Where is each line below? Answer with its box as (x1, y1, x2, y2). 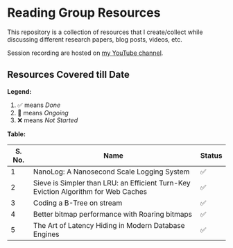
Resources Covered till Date (7, 69, 130, 81)
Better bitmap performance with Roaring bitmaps (33, 209, 193, 219)
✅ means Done (17, 101, 61, 109)
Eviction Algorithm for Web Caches (33, 186, 148, 196)
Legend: (7, 87, 32, 95)
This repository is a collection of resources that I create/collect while (7, 28, 203, 36)
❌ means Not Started (17, 116, 78, 124)
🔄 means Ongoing (17, 108, 69, 117)
